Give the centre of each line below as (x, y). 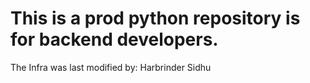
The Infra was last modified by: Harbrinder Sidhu (111, 67)
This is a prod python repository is (155, 18)
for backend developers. (114, 39)
